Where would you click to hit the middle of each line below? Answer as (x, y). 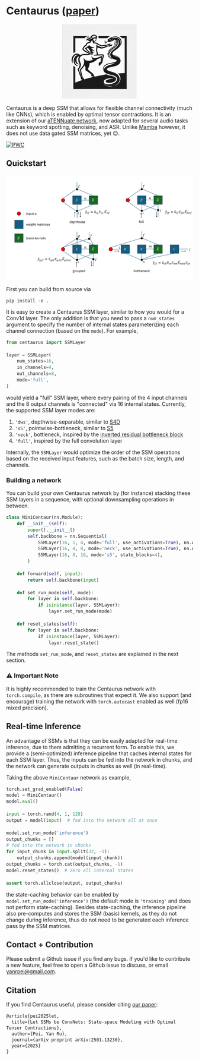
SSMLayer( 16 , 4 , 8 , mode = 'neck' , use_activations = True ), (110, 549)
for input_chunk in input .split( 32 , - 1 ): (58, 852)
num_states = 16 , (36, 361)
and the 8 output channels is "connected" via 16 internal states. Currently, (96, 404)
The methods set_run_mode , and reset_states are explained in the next (92, 654)
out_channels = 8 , (37, 374)
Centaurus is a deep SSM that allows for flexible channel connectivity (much (99, 108)
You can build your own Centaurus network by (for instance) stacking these (98, 493)
